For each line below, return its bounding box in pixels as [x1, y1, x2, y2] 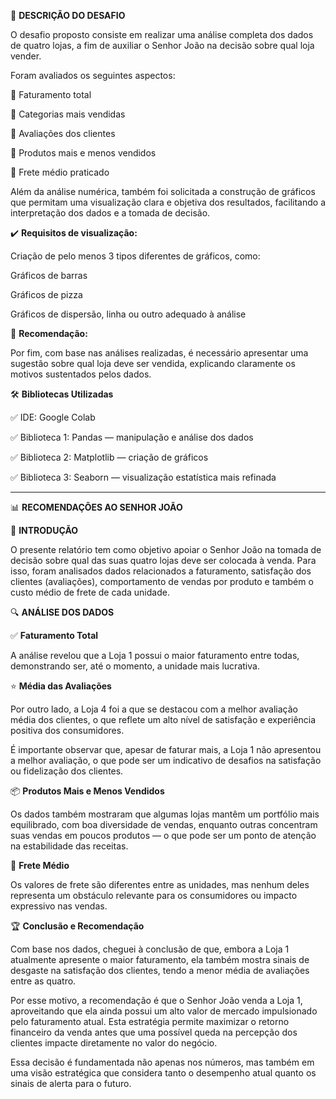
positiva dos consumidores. [10, 725, 125, 736]
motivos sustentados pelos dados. [10, 368, 152, 380]
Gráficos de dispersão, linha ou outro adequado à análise [10, 308, 247, 320]
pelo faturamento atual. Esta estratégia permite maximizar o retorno [10, 1016, 290, 1027]
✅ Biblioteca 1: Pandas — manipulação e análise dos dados [10, 431, 254, 443]
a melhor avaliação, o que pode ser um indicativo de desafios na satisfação [10, 755, 322, 766]
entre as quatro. [10, 975, 77, 987]
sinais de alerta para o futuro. [10, 1078, 132, 1089]
